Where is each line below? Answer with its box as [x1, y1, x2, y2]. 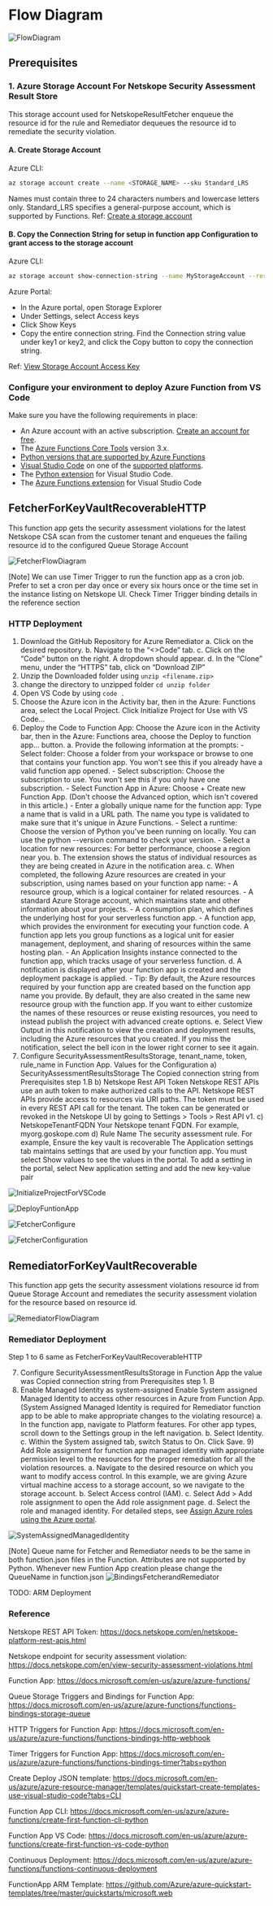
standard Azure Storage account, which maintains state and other [19, 896, 241, 906]
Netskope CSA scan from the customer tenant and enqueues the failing [8, 531, 248, 542]
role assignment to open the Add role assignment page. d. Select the [19, 1498, 250, 1508]
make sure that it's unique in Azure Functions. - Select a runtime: [19, 818, 238, 828]
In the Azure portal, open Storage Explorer [19, 302, 162, 312]
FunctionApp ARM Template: [8, 1879, 104, 1889]
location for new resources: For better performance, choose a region [19, 844, 250, 854]
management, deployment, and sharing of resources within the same [19, 939, 251, 949]
